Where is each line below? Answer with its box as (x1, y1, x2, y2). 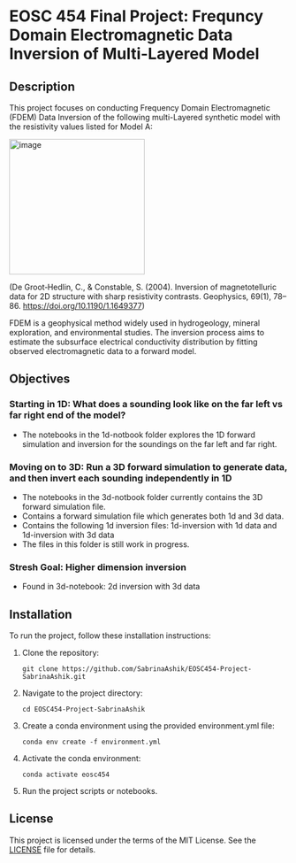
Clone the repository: (21, 648, 100, 659)
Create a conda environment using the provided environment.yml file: (21, 720, 276, 731)
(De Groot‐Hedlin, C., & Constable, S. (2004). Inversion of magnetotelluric (9, 281, 277, 292)
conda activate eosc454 (21, 770, 110, 780)
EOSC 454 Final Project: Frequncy (9, 6, 263, 27)
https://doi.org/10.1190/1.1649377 (22, 301, 143, 311)
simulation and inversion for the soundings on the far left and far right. (21, 438, 277, 449)
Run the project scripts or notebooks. (21, 786, 158, 797)
